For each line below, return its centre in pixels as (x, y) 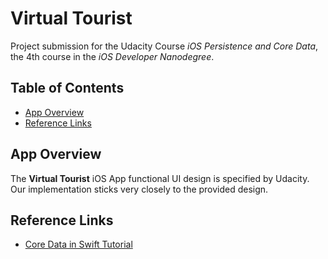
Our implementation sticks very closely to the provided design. (139, 189)
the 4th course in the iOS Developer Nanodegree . (112, 56)
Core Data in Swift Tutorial (78, 244)
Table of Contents (67, 88)
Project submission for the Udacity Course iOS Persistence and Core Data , (164, 46)
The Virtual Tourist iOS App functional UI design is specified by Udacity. (160, 178)
